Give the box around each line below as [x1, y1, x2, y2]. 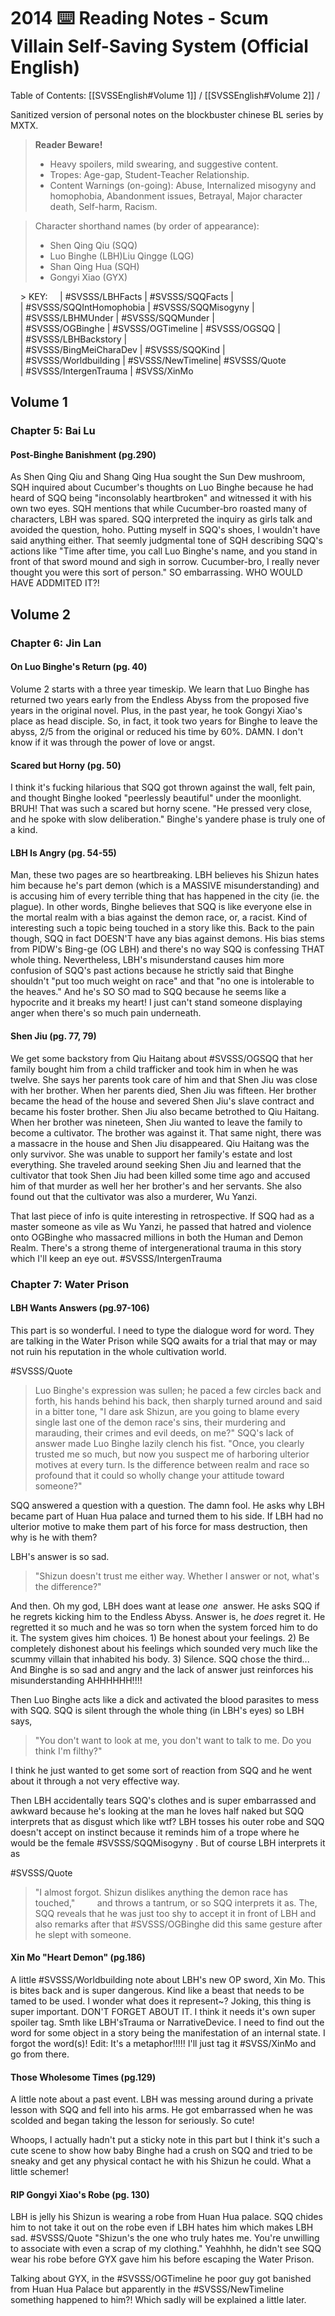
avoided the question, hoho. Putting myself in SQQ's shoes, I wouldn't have [10, 524, 321, 536]
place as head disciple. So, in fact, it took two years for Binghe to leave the [10, 715, 318, 727]
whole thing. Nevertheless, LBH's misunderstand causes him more [10, 954, 285, 966]
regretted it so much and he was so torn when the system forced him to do [10, 1621, 318, 1633]
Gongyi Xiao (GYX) [49, 271, 128, 283]
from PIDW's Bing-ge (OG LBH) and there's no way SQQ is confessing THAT [10, 943, 325, 955]
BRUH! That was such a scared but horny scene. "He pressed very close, [10, 803, 313, 815]
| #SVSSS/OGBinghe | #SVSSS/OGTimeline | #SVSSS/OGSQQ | [19, 322, 281, 334]
